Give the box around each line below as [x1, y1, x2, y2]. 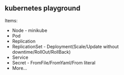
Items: [5, 17, 18, 23]
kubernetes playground [5, 4, 80, 13]
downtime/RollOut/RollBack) [12, 49, 71, 55]
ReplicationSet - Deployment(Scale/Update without [12, 43, 119, 50]
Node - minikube [12, 27, 48, 33]
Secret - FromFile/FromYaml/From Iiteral [12, 59, 96, 65]
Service [12, 54, 28, 60]
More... [12, 65, 27, 71]
